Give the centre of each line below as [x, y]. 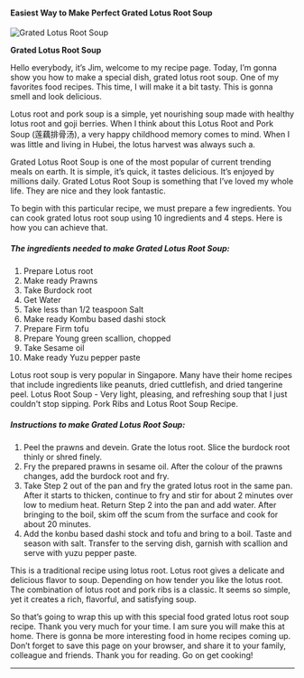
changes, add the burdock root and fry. [96, 476]
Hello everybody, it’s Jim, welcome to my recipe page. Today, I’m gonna [144, 68]
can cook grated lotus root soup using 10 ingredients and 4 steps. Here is [147, 218]
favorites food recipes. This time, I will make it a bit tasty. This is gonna [142, 87]
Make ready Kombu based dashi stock [94, 319]
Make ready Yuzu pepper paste [82, 358]
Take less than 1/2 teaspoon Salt [83, 310]
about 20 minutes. [57, 524]
